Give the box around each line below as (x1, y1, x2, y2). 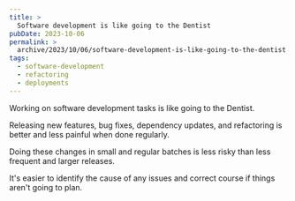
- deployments (17, 78, 69, 87)
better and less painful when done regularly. (9, 129, 170, 139)
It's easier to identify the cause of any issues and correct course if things (9, 173, 276, 183)
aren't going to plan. (9, 182, 83, 192)
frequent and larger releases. (9, 155, 115, 166)
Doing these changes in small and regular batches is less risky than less (9, 146, 271, 157)
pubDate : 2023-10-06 (9, 29, 86, 38)
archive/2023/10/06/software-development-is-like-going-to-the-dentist (17, 46, 287, 55)
